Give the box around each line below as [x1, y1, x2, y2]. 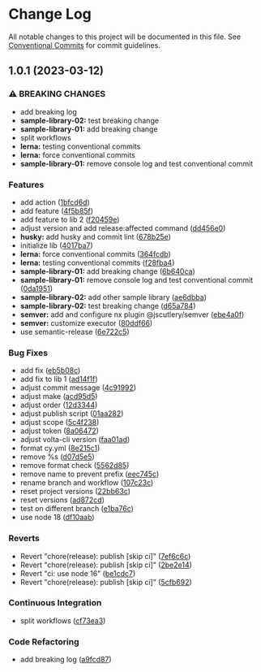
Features [8, 179, 45, 190]
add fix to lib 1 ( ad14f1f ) [19, 375, 99, 384]
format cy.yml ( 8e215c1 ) [19, 444, 101, 453]
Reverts [8, 533, 41, 544]
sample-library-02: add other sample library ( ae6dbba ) [19, 292, 207, 301]
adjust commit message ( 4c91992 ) [19, 383, 136, 392]
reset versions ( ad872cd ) [19, 495, 105, 505]
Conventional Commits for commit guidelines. [8, 40, 160, 50]
